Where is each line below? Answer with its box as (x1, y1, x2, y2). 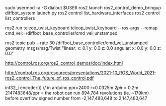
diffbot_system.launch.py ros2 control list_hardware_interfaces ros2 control (5, 10, 160, 16)
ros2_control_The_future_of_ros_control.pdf (5, 75, 94, 81)
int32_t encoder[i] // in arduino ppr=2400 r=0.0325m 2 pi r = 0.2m (5, 85, 139, 91)
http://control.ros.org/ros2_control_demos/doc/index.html (5, 60, 123, 66)
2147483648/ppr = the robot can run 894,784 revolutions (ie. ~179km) (5, 90, 149, 96)
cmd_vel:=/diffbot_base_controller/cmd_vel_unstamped (5, 30, 118, 36)
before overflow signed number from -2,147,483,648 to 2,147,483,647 (5, 95, 148, 101)
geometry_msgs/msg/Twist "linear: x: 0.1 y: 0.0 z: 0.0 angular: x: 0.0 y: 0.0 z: (5, 45, 162, 51)
